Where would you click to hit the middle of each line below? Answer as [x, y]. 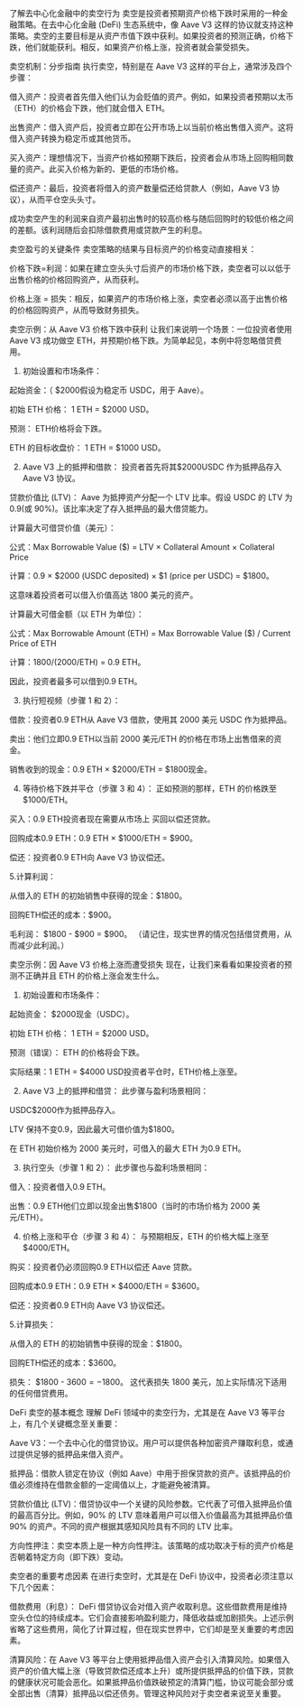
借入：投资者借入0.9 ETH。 [60, 1187]
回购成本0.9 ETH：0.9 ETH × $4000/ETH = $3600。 [107, 1286]
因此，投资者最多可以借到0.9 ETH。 [76, 681]
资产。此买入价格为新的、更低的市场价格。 [104, 169]
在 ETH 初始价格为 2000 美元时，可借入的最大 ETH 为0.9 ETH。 [128, 1148]
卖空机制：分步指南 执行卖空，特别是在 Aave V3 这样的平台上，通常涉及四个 [151, 66]
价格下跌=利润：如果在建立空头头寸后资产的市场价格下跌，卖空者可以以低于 [150, 268]
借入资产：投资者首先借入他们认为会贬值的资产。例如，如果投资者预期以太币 [151, 97]
